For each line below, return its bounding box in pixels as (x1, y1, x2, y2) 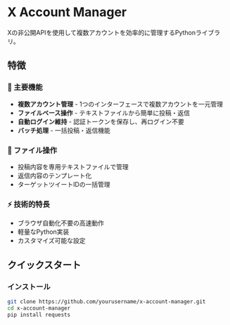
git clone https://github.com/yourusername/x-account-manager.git (7, 298, 206, 305)
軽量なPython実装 (17, 227, 70, 236)
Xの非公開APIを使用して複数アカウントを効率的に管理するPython (7, 28, 196, 37)
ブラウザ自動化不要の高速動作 (17, 219, 104, 227)
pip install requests (7, 311, 71, 318)
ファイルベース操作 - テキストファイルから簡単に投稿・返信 (17, 108, 191, 117)
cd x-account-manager (7, 305, 71, 312)
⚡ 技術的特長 (7, 199, 51, 209)
